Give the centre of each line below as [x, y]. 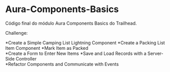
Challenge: [16, 33]
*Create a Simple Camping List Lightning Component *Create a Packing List [85, 43]
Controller [26, 58]
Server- [155, 53]
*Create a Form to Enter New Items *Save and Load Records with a [76, 53]
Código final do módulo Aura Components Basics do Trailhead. [71, 23]
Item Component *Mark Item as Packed [47, 48]
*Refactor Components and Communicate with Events [62, 64]
